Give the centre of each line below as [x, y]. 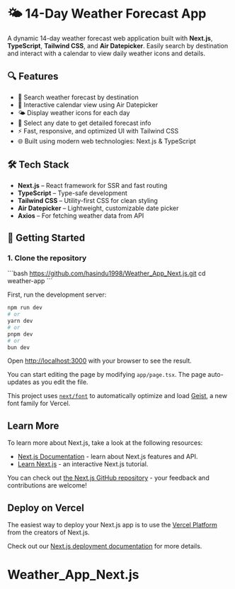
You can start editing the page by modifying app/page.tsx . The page [107, 375]
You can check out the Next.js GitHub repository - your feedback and [109, 478]
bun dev [19, 347]
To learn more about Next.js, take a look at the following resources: [105, 443]
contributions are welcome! [47, 485]
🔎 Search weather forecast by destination [78, 97]
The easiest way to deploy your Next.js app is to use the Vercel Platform [113, 525]
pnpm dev [20, 334]
